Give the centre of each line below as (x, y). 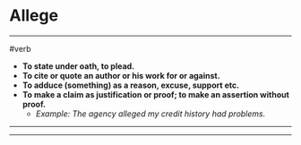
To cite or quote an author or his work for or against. (121, 75)
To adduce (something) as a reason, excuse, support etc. (131, 85)
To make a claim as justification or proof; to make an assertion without (155, 94)
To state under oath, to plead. (78, 66)
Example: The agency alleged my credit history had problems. (150, 114)
